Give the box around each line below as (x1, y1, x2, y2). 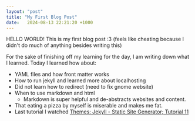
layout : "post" (6, 8, 43, 15)
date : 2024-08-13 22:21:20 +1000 (6, 19, 93, 25)
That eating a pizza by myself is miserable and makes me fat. (14, 102, 163, 109)
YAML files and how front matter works (14, 71, 110, 78)
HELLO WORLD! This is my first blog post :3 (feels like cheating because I (6, 36, 184, 43)
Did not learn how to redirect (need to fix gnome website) (14, 83, 154, 90)
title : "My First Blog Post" (6, 14, 78, 20)
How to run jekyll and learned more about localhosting (14, 77, 146, 84)
